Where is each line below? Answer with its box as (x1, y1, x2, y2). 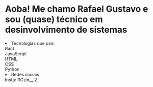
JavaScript (5, 50, 27, 57)
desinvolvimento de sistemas (5, 24, 127, 35)
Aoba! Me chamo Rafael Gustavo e (5, 3, 148, 15)
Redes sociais (11, 71, 39, 77)
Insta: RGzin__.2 (5, 77, 38, 83)
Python (5, 66, 20, 72)
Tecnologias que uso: (11, 40, 55, 46)
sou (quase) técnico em (5, 14, 103, 25)
